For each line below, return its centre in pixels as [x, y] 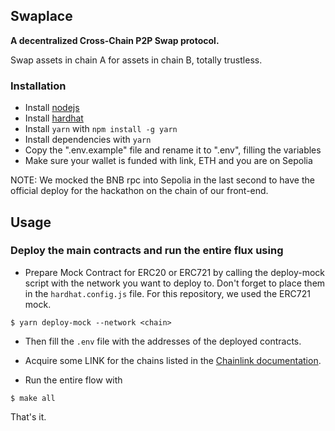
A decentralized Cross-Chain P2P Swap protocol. [115, 40]
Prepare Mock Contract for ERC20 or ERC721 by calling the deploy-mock [175, 272]
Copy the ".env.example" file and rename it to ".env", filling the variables [173, 150]
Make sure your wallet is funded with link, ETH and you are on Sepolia [168, 161]
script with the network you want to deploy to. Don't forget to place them [175, 283]
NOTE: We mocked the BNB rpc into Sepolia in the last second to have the [162, 180]
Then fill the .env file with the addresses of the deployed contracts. [163, 341]
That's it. [28, 416]
